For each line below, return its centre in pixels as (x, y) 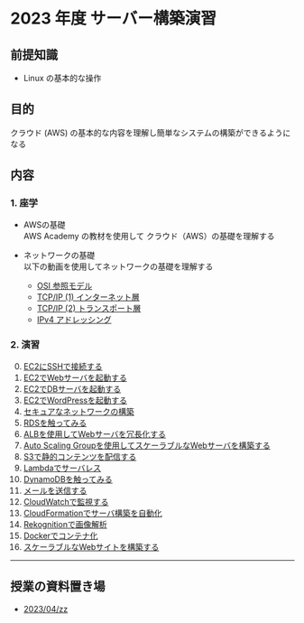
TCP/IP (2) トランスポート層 (89, 308)
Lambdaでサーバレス (62, 468)
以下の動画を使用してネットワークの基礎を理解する (118, 266)
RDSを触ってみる (55, 423)
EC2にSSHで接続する (63, 366)
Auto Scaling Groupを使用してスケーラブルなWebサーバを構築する (147, 445)
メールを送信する (55, 490)
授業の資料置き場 (58, 586)
